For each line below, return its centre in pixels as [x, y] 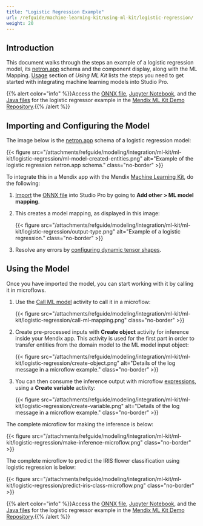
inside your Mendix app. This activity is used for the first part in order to [105, 338]
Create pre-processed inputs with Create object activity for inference [102, 331]
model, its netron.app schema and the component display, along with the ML [102, 69]
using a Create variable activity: [55, 387]
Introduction [30, 48]
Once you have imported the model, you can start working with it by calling [100, 283]
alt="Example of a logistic [148, 231]
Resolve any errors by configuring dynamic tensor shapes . [88, 250]
